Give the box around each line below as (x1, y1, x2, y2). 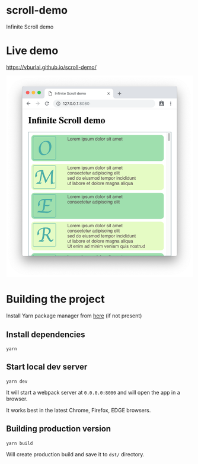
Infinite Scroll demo (6, 23, 54, 30)
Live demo (6, 44, 59, 58)
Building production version (6, 424, 111, 434)
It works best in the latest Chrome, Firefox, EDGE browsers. (6, 406, 151, 414)
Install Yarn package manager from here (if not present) (6, 312, 142, 319)
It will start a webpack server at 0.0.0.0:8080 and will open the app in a (6, 389, 181, 396)
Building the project (6, 293, 105, 306)
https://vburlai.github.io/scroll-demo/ (6, 63, 97, 71)
